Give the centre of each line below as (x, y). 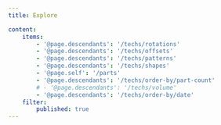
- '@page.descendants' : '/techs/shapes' (103, 66)
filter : (34, 102)
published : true (63, 109)
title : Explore (33, 15)
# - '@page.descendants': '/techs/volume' (107, 87)
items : (33, 37)
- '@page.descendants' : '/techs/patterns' (107, 59)
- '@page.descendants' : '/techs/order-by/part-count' (126, 80)
